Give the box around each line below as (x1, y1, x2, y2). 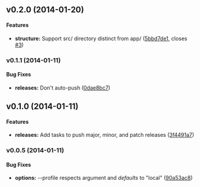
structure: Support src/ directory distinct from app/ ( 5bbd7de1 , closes (14, 35, 188, 42)
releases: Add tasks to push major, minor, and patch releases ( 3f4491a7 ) (14, 131, 195, 139)
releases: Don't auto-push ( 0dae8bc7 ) (14, 84, 110, 91)
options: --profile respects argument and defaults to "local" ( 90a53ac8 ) (14, 174, 193, 182)
